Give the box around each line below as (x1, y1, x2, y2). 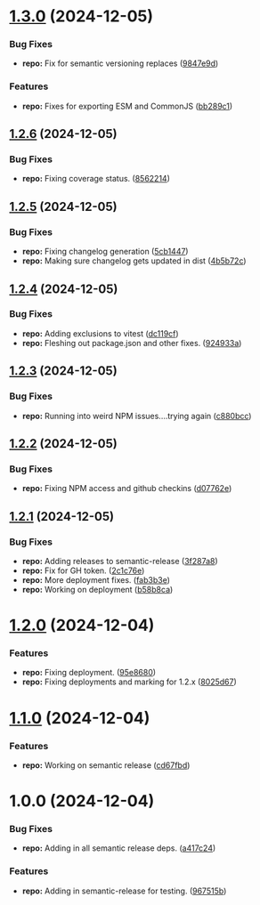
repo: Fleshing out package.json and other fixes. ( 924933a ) (21, 337, 242, 348)
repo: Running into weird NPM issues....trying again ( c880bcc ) (21, 410, 252, 421)
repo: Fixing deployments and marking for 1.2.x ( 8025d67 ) (21, 676, 238, 687)
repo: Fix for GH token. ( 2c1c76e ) (21, 565, 145, 576)
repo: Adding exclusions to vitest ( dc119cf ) (21, 327, 180, 339)
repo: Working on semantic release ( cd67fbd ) (21, 759, 191, 771)
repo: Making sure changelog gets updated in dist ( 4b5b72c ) (21, 255, 247, 266)
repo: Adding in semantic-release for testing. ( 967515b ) (21, 885, 227, 896)
